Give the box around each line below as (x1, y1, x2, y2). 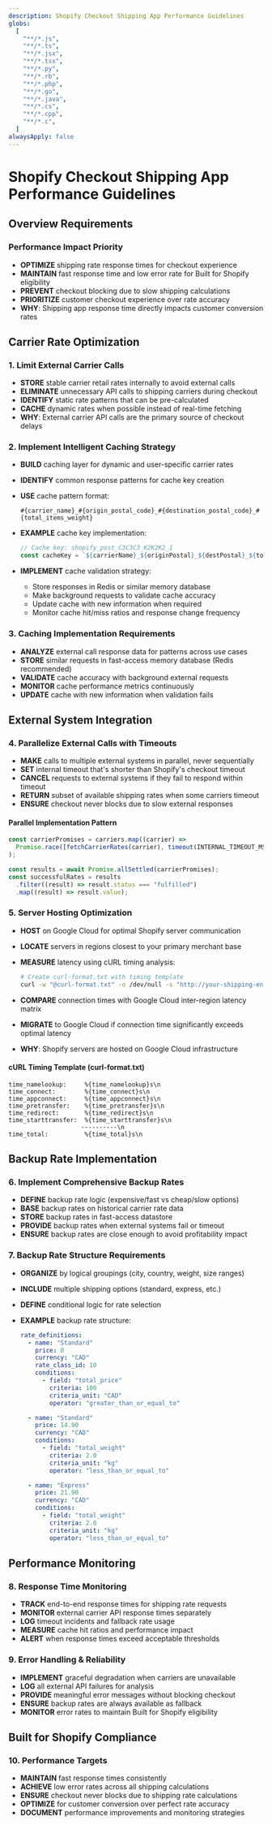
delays (19, 421, 43, 431)
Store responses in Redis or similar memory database (32, 582, 211, 592)
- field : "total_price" (41, 1377, 123, 1385)
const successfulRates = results (8, 873, 121, 881)
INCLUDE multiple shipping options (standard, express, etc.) (19, 1284, 222, 1293)
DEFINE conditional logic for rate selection (19, 1300, 162, 1309)
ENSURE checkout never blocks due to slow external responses (19, 799, 233, 809)
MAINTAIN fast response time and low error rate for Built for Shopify (19, 269, 249, 278)
